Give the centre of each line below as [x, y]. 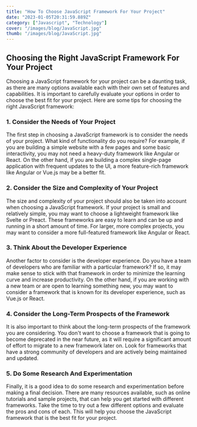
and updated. [22, 358]
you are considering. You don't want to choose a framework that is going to [98, 333]
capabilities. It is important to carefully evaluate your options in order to [93, 94]
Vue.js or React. [26, 298]
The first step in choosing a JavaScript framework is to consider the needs [97, 135]
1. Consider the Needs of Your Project [61, 122]
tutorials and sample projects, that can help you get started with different [95, 399]
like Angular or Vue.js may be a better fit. [56, 173]
